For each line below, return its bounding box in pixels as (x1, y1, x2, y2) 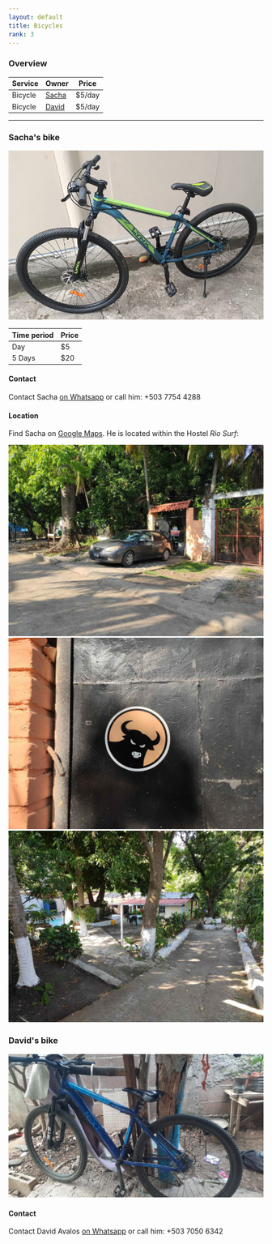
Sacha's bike (8, 132, 61, 143)
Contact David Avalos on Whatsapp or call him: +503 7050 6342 (8, 1226, 223, 1236)
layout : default (8, 13, 63, 21)
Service (11, 79, 39, 88)
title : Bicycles (8, 21, 63, 30)
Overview (8, 58, 48, 69)
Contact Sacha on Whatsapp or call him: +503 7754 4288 (8, 392, 201, 402)
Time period (11, 330, 54, 340)
